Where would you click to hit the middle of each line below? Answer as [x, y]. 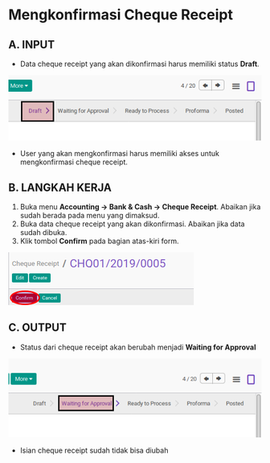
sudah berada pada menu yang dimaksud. [90, 216]
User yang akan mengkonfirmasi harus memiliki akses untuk [119, 154]
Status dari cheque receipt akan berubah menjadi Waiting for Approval [138, 347]
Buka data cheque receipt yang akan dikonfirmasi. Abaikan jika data [132, 224]
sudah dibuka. [43, 233]
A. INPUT [31, 45]
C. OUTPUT [37, 328]
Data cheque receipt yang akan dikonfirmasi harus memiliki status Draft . [139, 64]
